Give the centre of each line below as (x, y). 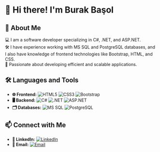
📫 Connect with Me (36, 125)
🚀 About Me (23, 28)
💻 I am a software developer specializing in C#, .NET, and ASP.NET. (73, 40)
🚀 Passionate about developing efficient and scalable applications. (71, 64)
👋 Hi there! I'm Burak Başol (59, 10)
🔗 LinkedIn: (23, 139)
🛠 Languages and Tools (42, 80)
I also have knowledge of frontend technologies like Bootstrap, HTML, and (79, 54)
